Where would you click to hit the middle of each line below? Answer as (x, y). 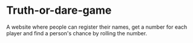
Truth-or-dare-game (59, 10)
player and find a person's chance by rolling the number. (77, 33)
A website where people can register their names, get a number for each (97, 27)
